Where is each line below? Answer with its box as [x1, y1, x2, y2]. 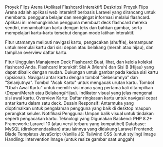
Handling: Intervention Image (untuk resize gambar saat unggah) [5, 136, 135, 142]
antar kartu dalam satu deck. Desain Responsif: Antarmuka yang [5, 100, 134, 106]
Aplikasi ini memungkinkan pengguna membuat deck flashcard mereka [5, 19, 147, 25]
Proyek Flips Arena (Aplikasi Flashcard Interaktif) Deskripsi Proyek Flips [5, 4, 148, 10]
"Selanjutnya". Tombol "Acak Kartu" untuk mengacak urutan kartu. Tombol [5, 80, 154, 85]
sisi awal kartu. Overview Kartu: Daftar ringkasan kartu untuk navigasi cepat [5, 95, 157, 101]
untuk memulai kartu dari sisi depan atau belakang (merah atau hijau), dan [5, 45, 154, 50]
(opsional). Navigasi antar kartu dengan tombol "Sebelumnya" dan [5, 75, 138, 80]
